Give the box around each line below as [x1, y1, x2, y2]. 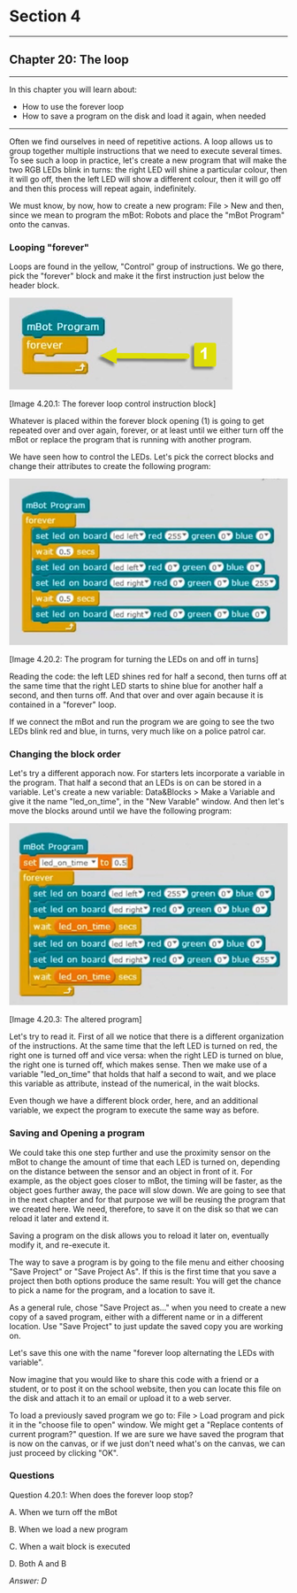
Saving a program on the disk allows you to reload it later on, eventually [9, 1230, 270, 1241]
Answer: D [9, 1575, 47, 1586]
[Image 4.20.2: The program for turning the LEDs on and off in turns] [9, 654, 259, 665]
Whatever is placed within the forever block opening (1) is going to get [9, 416, 265, 427]
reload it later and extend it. [9, 1212, 110, 1223]
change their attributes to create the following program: [9, 461, 211, 472]
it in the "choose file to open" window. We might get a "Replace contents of [9, 1419, 284, 1430]
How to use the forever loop [21, 101, 125, 112]
